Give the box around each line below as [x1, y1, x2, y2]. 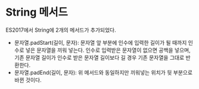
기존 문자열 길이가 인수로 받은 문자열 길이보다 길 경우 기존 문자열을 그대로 [14, 54, 185, 61]
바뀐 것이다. [14, 76, 42, 84]
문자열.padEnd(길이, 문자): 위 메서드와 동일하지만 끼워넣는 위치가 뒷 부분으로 [14, 69, 193, 76]
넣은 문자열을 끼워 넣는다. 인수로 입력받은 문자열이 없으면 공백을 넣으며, [25, 46, 191, 54]
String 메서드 [5, 5, 68, 19]
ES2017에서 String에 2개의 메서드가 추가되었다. [5, 26, 117, 33]
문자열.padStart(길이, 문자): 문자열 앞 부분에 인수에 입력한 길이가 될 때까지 [14, 39, 187, 46]
